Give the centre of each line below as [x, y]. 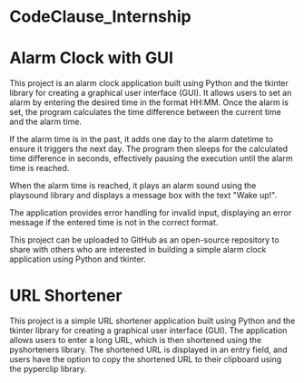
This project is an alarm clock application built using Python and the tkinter [149, 83]
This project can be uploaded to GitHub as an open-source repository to [144, 240]
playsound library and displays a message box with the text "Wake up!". [143, 196]
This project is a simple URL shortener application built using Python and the [152, 321]
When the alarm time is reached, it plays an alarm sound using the [133, 186]
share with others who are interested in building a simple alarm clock [138, 250]
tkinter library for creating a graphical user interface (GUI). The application [148, 330]
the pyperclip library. [48, 369]
